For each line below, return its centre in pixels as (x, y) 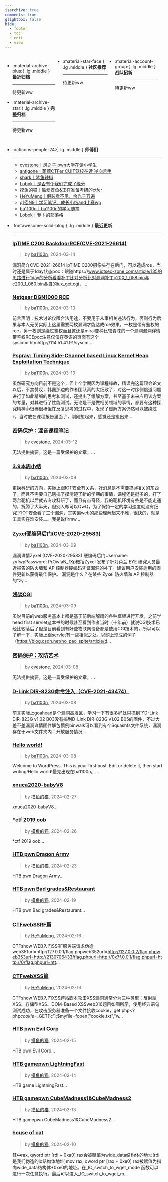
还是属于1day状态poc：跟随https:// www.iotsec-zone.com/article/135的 (89, 271)
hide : (11, 24)
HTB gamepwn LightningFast (48, 1064)
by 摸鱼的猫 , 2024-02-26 (51, 831)
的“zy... (20, 580)
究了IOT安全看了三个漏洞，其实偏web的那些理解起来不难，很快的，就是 (86, 513)
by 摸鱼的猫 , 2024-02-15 (50, 1040)
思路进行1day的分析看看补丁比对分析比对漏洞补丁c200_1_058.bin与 (81, 278)
